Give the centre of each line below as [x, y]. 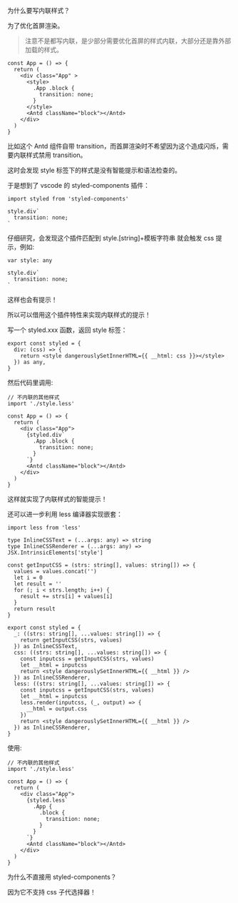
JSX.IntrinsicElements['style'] [55, 553]
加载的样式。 [43, 50]
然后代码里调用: [30, 383]
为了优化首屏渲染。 [36, 26]
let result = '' [38, 584]
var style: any [30, 261]
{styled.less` [47, 800]
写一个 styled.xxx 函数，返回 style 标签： [67, 330]
